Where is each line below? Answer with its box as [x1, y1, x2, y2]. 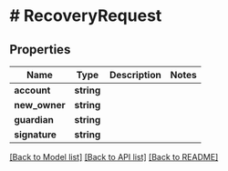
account [14, 84, 51, 96]
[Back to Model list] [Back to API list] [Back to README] [9, 152, 219, 162]
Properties [9, 42, 71, 57]
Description [109, 69, 161, 81]
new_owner [14, 99, 66, 111]
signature [14, 128, 57, 141]
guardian [14, 114, 55, 126]
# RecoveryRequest [9, 5, 162, 26]
